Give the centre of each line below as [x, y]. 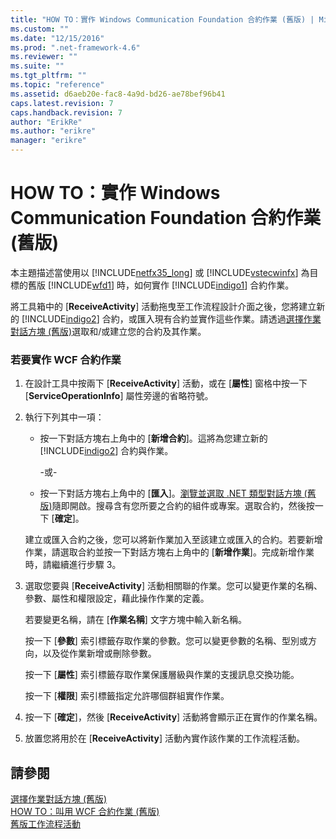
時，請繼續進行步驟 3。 [73, 565]
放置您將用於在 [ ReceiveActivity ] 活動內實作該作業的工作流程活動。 [164, 738]
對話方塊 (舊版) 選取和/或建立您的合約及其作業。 [108, 331]
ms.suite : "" [37, 66]
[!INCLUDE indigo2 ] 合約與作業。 [106, 451]
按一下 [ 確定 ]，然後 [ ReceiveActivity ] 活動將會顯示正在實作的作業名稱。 [173, 717]
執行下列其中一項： [64, 417]
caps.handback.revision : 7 [66, 112]
